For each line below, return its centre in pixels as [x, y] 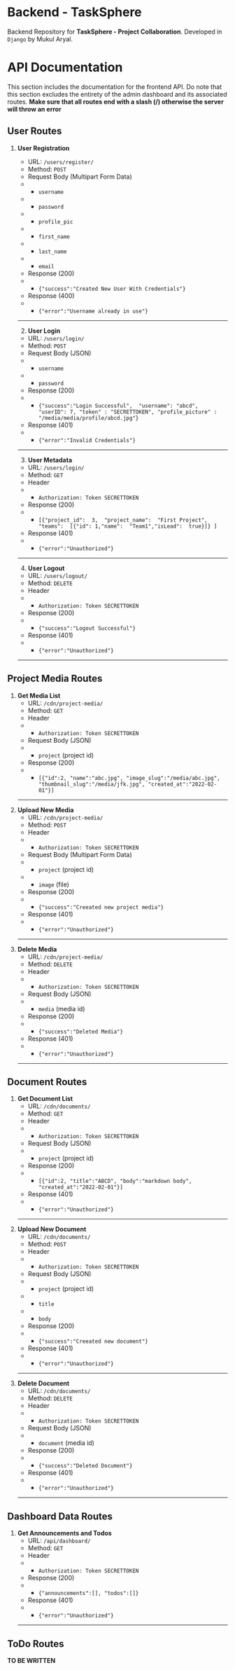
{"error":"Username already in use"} [93, 311]
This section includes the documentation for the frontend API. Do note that [115, 87]
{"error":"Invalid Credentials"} [87, 440]
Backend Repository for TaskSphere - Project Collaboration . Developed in [115, 32]
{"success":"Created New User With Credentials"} [112, 289]
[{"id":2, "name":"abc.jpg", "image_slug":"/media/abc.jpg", [129, 778]
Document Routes [47, 1082]
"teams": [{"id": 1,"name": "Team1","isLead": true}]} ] [128, 526]
